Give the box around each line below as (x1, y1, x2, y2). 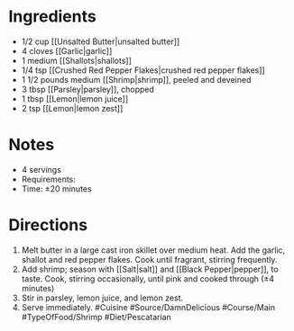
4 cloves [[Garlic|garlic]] (21, 45, 113, 56)
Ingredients (8, 6, 96, 27)
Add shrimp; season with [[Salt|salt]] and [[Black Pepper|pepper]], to (21, 264, 279, 274)
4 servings (21, 164, 62, 174)
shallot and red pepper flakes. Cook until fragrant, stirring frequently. (21, 254, 278, 264)
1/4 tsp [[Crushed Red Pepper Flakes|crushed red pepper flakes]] (21, 65, 265, 76)
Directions (8, 215, 87, 236)
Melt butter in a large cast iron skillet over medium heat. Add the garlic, (21, 245, 286, 255)
